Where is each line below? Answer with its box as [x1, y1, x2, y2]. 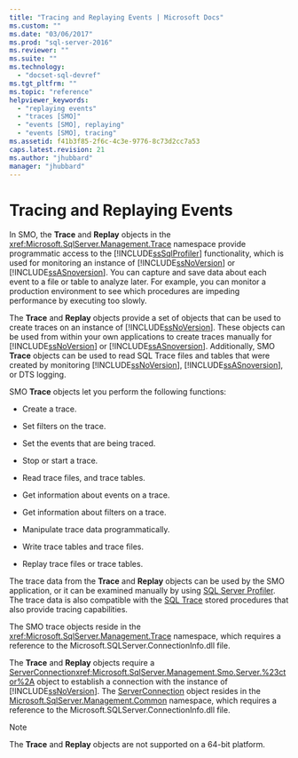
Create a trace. [21, 403, 77, 414]
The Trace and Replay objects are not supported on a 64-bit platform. [9, 739, 266, 750]
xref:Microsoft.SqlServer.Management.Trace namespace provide [9, 239, 247, 250]
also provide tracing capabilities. [9, 604, 129, 615]
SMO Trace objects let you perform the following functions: [9, 387, 227, 397]
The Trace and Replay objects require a [9, 658, 155, 668]
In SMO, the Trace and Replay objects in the [9, 229, 171, 240]
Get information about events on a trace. [21, 490, 170, 500]
